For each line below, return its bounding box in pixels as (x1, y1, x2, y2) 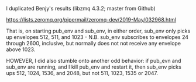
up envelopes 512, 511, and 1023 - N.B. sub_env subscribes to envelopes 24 (6, 34, 189, 40)
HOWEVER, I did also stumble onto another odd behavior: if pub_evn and (6, 58, 181, 64)
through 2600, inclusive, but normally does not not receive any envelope (6, 40, 181, 47)
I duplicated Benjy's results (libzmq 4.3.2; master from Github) (6, 5, 156, 12)
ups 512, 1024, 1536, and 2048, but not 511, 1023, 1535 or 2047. (6, 70, 158, 76)
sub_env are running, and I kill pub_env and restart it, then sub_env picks (6, 63, 181, 70)
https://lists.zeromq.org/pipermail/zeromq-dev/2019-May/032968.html (6, 16, 177, 23)
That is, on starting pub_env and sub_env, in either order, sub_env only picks (6, 27, 191, 34)
